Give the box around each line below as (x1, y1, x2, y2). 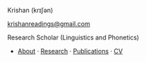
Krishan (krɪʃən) (7, 6, 54, 14)
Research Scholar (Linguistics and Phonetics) (7, 33, 140, 42)
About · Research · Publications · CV (17, 47, 123, 55)
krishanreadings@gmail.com (7, 20, 90, 27)
